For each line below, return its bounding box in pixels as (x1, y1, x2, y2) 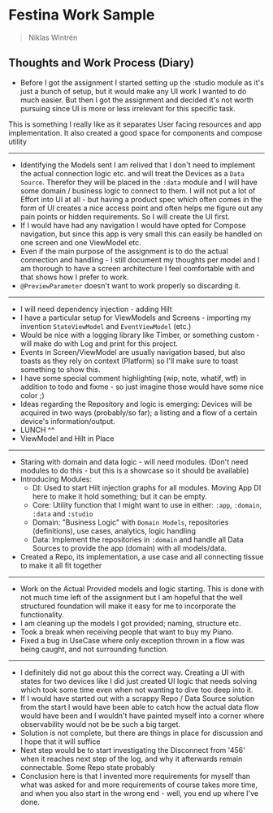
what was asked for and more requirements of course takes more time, (19, 780, 258, 789)
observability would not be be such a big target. (19, 719, 181, 729)
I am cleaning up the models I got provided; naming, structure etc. (19, 618, 241, 628)
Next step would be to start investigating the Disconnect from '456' (19, 745, 245, 755)
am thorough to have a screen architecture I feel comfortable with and (19, 263, 255, 273)
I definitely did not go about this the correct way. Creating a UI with (19, 668, 245, 677)
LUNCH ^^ (19, 425, 55, 435)
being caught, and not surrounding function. (19, 644, 169, 654)
